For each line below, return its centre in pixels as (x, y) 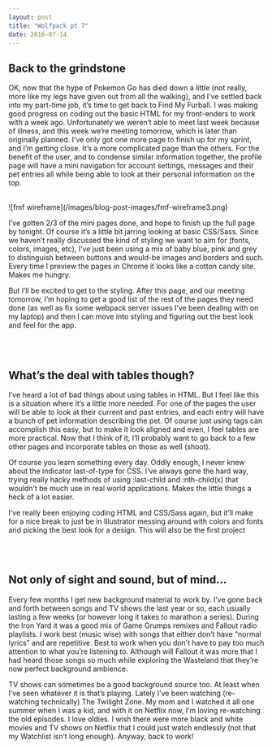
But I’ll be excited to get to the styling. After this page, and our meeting (127, 291)
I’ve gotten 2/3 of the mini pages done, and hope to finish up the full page (132, 223)
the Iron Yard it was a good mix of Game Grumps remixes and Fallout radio (133, 625)
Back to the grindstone (67, 68)
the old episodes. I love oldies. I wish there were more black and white (126, 719)
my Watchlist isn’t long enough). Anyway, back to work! (101, 736)
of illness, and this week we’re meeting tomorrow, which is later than (123, 131)
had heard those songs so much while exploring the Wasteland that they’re (134, 660)
